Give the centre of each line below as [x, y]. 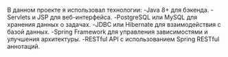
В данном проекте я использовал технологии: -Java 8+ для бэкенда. [108, 10]
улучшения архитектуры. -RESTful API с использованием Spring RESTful [113, 39]
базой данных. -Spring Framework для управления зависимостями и [107, 32]
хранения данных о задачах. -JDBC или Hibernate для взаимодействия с [114, 24]
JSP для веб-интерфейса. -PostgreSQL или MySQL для [117, 17]
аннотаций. [24, 46]
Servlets [19, 17]
